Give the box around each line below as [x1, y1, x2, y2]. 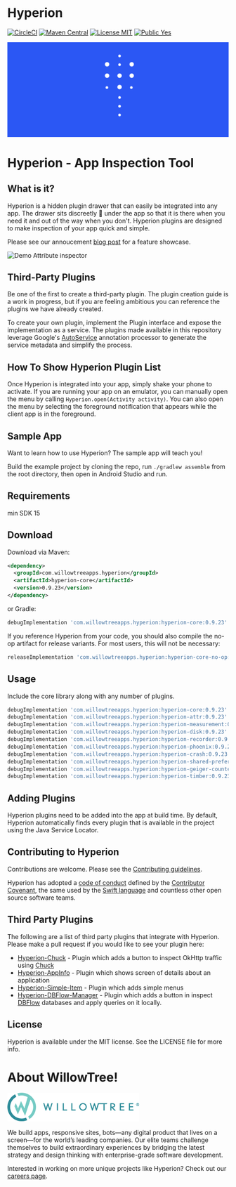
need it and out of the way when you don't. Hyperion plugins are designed [7, 216, 223, 225]
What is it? [7, 183, 55, 195]
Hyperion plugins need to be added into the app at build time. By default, [7, 811, 218, 820]
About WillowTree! [7, 1069, 118, 1085]
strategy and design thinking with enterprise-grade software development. [7, 1150, 223, 1160]
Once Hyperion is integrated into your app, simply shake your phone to [7, 380, 213, 388]
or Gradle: [7, 604, 37, 612]
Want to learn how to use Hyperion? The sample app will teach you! [7, 448, 203, 457]
